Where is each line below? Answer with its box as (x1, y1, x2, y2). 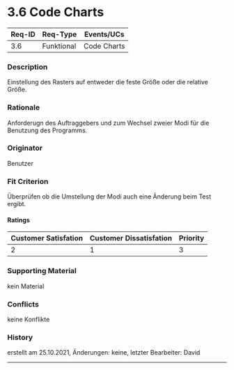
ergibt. (7, 200, 26, 208)
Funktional (42, 41, 77, 51)
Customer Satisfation (10, 233, 84, 243)
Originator (7, 144, 43, 153)
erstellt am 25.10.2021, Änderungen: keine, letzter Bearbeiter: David (7, 348, 201, 357)
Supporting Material (7, 266, 77, 276)
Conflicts (7, 299, 40, 309)
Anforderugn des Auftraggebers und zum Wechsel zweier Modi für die (7, 118, 210, 127)
